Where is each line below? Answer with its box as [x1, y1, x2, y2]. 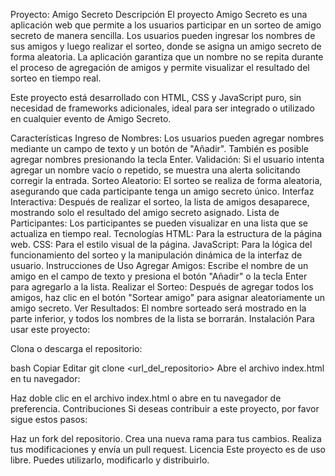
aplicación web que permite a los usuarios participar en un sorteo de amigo [10, 19, 322, 31]
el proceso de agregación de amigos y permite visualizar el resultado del [10, 62, 310, 73]
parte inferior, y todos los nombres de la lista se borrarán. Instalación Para [10, 313, 315, 324]
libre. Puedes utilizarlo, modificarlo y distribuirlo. [10, 454, 210, 466]
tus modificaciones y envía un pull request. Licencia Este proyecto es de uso [10, 444, 326, 455]
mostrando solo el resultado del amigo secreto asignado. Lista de [10, 207, 280, 218]
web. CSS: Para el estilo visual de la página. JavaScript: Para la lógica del [10, 239, 313, 250]
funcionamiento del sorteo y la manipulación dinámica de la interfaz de [10, 249, 303, 261]
